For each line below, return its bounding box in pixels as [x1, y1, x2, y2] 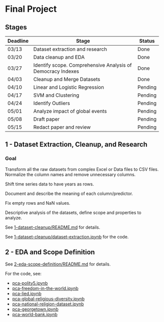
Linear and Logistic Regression [33, 84, 104, 90]
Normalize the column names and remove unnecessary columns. [5, 171, 136, 177]
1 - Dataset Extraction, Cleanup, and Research [5, 140, 148, 149]
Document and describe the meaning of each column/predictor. [5, 190, 133, 196]
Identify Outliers [33, 100, 70, 107]
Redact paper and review [33, 124, 91, 131]
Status [139, 38, 155, 44]
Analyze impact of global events [33, 108, 107, 114]
